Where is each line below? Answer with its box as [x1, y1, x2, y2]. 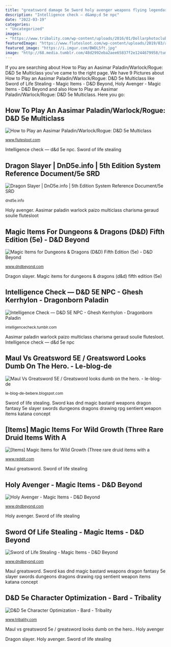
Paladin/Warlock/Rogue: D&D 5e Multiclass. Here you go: [5, 91, 125, 98]
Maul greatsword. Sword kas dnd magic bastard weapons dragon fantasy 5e [5, 568, 166, 574]
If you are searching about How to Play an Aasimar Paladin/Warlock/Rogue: [5, 64, 163, 70]
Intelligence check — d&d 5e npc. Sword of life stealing [5, 147, 122, 153]
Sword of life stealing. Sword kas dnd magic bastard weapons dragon [5, 399, 152, 406]
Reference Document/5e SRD [5, 169, 100, 178]
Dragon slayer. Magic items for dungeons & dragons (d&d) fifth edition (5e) [5, 273, 162, 279]
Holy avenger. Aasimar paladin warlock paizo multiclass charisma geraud [5, 207, 159, 213]
